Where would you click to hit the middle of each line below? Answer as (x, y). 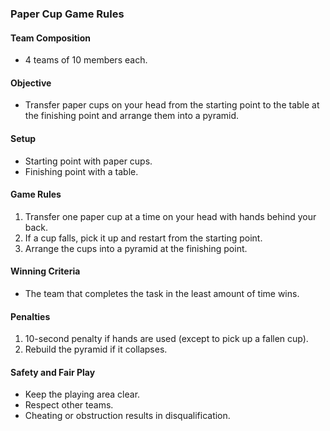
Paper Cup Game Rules (67, 14)
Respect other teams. (69, 405)
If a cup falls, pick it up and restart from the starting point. (143, 238)
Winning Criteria (45, 271)
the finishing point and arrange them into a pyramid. (132, 116)
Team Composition (50, 38)
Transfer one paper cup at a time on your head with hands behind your (170, 216)
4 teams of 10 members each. (86, 60)
